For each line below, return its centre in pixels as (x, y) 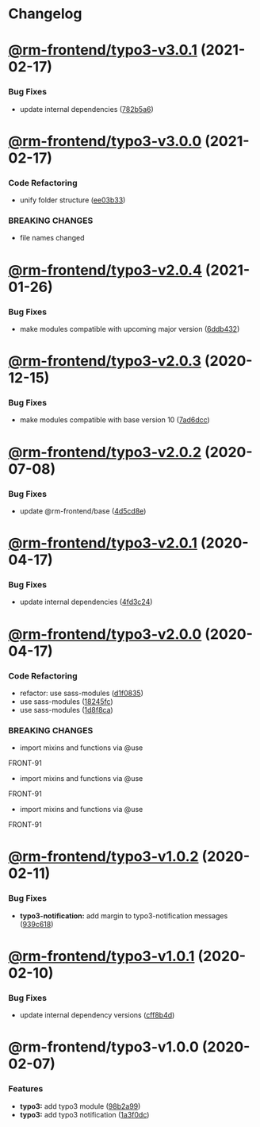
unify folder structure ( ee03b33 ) (73, 200)
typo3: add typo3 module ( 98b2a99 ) (80, 1106)
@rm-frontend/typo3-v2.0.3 (105, 361)
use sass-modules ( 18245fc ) (66, 701)
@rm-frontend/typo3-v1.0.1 (101, 956)
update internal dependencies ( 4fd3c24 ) (86, 602)
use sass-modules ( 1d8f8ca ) (66, 710)
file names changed (52, 238)
